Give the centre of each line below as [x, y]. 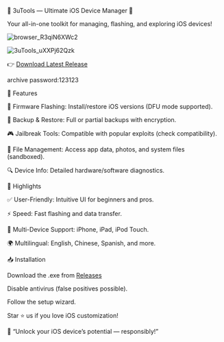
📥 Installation [26, 259]
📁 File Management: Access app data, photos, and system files [96, 149]
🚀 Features [22, 93]
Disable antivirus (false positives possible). [67, 289]
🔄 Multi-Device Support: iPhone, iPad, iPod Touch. [78, 229]
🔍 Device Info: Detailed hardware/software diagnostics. [86, 170]
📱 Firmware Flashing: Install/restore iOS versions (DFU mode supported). [110, 107]
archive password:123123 [43, 80]
